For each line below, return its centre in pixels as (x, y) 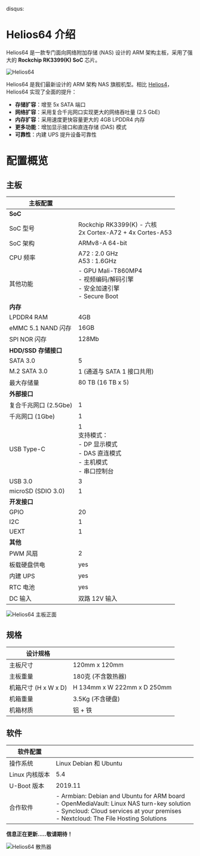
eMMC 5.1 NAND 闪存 (40, 328)
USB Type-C (27, 449)
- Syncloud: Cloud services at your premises (119, 810)
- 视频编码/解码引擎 (106, 279)
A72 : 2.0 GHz (98, 253)
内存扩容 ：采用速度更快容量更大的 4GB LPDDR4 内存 (80, 119)
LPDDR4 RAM (29, 317)
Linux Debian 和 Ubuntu (89, 763)
